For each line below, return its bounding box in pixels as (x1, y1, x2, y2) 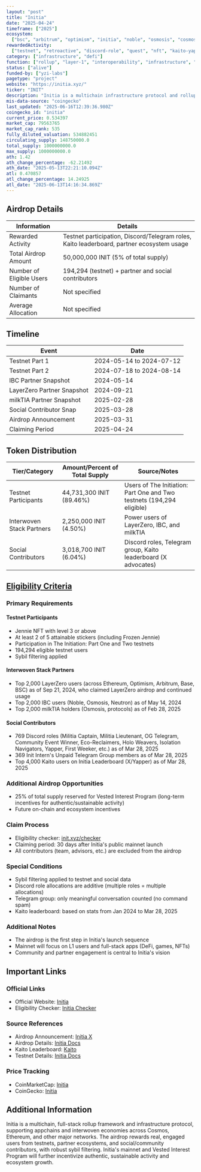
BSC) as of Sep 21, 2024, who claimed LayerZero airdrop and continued (14, 686, 192, 693)
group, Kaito (124, 546, 159, 554)
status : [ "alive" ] (6, 64, 52, 71)
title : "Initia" (6, 14, 47, 20)
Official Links (6, 984, 45, 992)
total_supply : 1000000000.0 (6, 142, 77, 149)
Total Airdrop (9, 249, 46, 258)
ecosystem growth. (6, 1159, 54, 1166)
